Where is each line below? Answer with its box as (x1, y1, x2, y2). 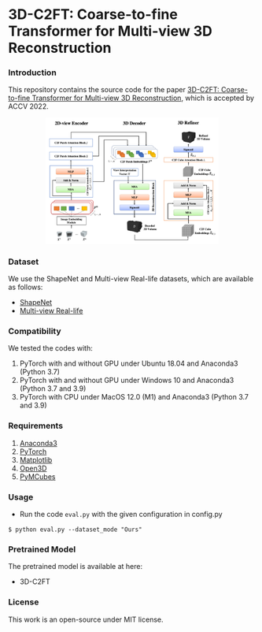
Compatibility (8, 325, 61, 336)
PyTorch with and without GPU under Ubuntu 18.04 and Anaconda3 (19, 359, 238, 368)
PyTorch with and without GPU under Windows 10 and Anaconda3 (19, 376, 234, 385)
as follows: (8, 282, 43, 292)
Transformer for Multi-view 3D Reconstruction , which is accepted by (31, 93, 254, 103)
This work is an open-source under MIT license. (8, 615, 164, 624)
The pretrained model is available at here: (8, 562, 143, 571)
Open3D (19, 463, 47, 473)
